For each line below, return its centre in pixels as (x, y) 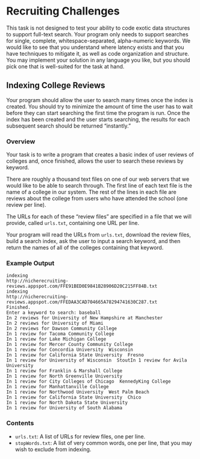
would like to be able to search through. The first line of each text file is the (99, 186)
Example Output (30, 263)
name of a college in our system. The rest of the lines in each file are (91, 192)
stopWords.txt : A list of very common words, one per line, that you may (103, 443)
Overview (21, 142)
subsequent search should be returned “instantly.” (69, 126)
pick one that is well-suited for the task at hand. (65, 66)
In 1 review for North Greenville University (64, 376)
